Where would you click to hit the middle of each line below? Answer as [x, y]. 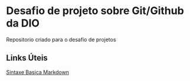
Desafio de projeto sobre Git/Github [95, 11]
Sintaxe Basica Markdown [38, 72]
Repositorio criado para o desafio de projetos [61, 39]
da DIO [23, 23]
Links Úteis [27, 58]
